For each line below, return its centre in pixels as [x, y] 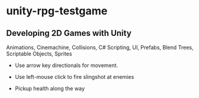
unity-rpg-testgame [57, 11]
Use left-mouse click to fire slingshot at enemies [74, 77]
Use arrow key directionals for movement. [66, 65]
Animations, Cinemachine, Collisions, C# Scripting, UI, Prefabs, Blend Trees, [100, 47]
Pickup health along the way [50, 88]
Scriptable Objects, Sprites [39, 54]
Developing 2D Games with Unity [69, 33]
